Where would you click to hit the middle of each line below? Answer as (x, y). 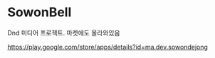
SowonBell (40, 12)
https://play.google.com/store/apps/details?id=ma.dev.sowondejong (108, 47)
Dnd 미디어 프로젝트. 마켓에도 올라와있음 (64, 33)
